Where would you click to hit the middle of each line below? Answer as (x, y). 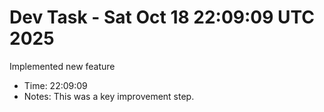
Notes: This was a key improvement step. (109, 96)
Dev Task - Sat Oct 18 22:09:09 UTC (162, 17)
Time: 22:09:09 (55, 85)
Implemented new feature (62, 66)
